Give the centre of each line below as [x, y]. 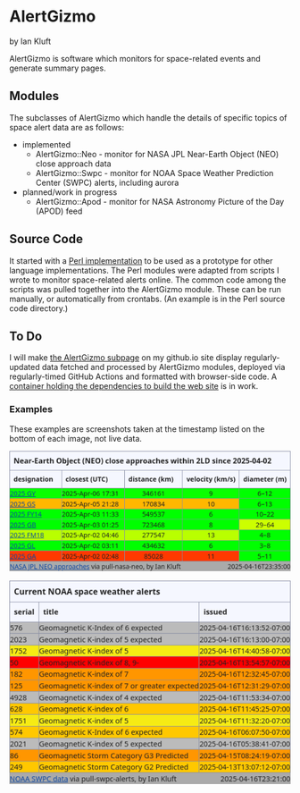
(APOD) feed [59, 211]
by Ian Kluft [30, 41]
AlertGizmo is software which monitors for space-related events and [135, 58]
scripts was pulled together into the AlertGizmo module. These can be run [145, 289]
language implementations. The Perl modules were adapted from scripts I [144, 270]
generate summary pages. [58, 68]
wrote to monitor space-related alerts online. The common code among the [148, 280]
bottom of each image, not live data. [76, 438]
